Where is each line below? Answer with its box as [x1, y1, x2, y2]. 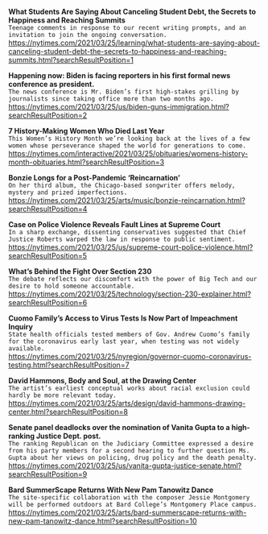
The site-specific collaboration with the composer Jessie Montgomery [8, 494, 250, 502]
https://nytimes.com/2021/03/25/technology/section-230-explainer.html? [8, 289, 252, 299]
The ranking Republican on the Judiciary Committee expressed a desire [8, 440, 254, 448]
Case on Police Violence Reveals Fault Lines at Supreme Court [8, 220, 221, 229]
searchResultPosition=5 [8, 251, 87, 260]
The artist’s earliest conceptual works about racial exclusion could [8, 384, 250, 392]
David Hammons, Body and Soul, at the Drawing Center [8, 376, 197, 385]
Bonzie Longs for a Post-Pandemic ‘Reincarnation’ [8, 173, 181, 182]
